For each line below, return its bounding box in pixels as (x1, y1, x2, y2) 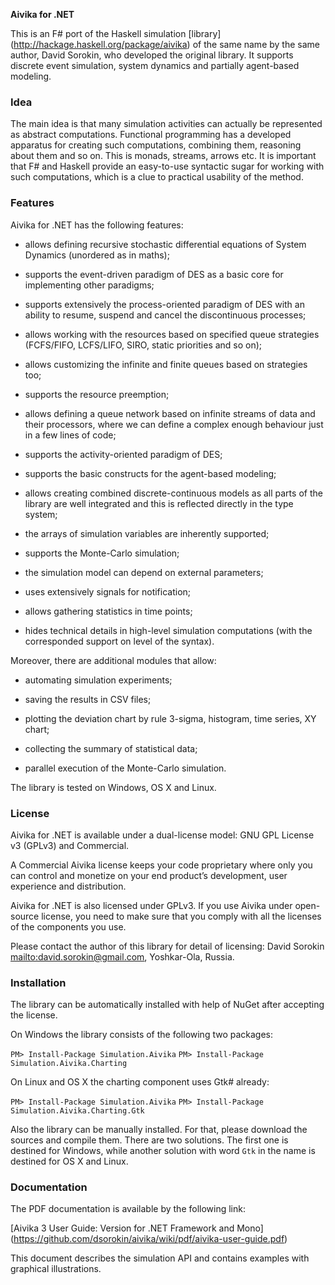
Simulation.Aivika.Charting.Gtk (10, 1106, 145, 1116)
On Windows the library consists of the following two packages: (10, 1029, 274, 1041)
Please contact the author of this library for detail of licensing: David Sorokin (10, 940, 325, 952)
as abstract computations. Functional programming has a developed (10, 129, 292, 141)
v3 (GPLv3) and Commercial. (10, 839, 130, 851)
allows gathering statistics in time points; (24, 605, 193, 617)
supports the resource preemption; (24, 388, 170, 400)
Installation (10, 975, 67, 989)
